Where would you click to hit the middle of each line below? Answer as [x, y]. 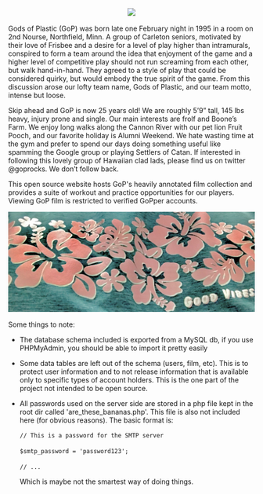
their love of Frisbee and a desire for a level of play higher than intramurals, [129, 45]
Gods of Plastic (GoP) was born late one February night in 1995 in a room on [131, 28]
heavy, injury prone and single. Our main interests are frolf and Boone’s [122, 119]
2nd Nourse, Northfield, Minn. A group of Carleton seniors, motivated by [124, 37]
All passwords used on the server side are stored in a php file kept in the [136, 404]
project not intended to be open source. [83, 389]
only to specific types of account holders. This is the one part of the [129, 380]
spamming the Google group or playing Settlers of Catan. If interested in [124, 152]
